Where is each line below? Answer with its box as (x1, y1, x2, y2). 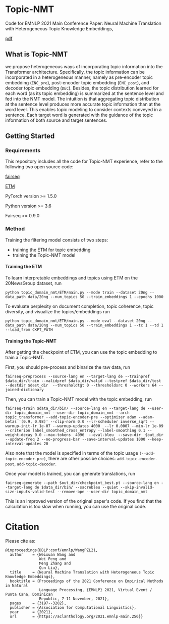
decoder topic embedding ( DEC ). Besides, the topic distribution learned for (5, 85, 159, 91)
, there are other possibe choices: (45, 456, 116, 462)
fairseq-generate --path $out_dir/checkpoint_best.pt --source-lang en (5, 481, 159, 486)
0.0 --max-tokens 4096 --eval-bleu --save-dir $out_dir (34, 433, 164, 438)
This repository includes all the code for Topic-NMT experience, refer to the (5, 158, 163, 165)
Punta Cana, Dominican (5, 592, 53, 597)
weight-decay (5, 433, 33, 438)
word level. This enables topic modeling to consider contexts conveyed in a (5, 106, 162, 112)
